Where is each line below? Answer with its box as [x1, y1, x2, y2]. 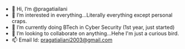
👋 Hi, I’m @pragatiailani [11, 6, 68, 12]
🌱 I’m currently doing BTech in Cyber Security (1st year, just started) [11, 24, 175, 31]
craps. [11, 18, 27, 24]
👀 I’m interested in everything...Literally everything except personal [11, 12, 173, 18]
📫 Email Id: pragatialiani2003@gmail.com [11, 36, 113, 43]
